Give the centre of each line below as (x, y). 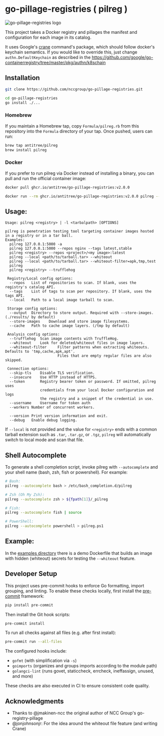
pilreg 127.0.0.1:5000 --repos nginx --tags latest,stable (71, 249)
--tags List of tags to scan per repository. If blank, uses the (81, 291)
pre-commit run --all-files (34, 642)
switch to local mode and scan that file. (44, 440)
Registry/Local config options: (40, 279)
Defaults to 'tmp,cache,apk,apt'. (40, 352)
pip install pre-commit (29, 605)
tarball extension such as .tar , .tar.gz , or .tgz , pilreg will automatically (78, 435)
